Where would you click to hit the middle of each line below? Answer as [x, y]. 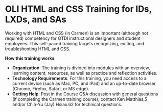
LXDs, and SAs [36, 19]
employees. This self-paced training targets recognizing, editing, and [75, 43]
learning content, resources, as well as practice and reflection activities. [85, 73]
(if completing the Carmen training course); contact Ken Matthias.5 [80, 99]
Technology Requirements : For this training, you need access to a [79, 78]
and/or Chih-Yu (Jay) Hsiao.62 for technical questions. [67, 104]
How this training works [30, 58]
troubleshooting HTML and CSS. [38, 49]
